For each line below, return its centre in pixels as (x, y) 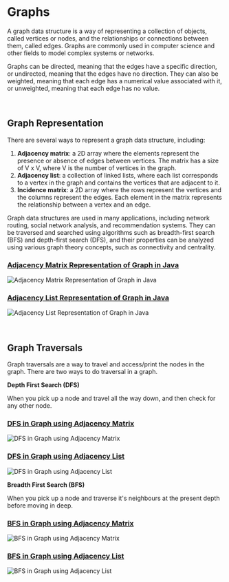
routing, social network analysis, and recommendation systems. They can (111, 225)
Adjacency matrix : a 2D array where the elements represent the (108, 153)
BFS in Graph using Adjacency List (66, 556)
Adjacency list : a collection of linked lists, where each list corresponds (118, 175)
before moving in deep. (40, 505)
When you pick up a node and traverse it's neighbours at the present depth (113, 498)
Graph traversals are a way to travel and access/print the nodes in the (106, 364)
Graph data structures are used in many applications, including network (108, 218)
